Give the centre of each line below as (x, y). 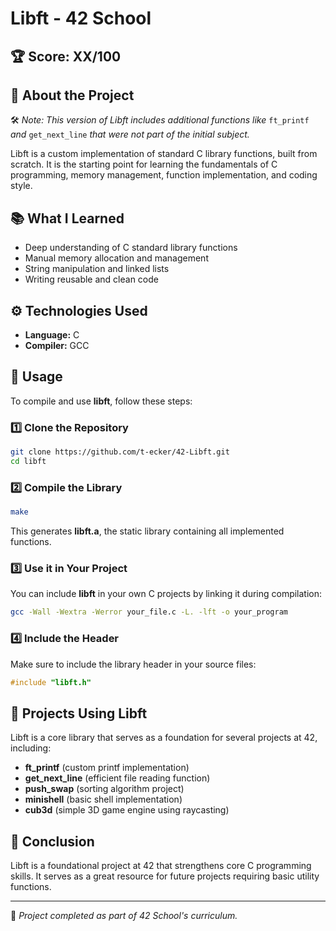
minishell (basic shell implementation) (103, 799)
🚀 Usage (36, 377)
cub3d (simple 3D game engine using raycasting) (127, 810)
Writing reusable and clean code (91, 279)
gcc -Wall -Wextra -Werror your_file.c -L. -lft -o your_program (149, 612)
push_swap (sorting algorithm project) (104, 789)
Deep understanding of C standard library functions (131, 248)
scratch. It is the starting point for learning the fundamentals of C (144, 164)
